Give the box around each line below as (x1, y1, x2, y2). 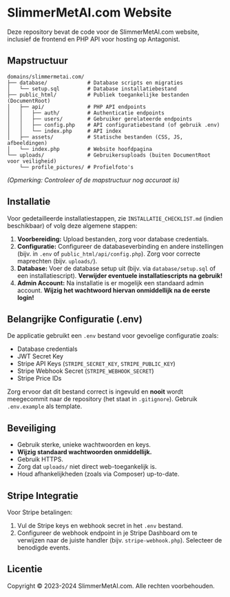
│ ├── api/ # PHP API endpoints (7, 103, 147, 110)
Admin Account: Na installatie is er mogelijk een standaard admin (17, 279, 205, 287)
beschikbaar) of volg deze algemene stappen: (7, 221, 138, 230)
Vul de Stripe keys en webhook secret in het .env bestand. (17, 522, 184, 529)
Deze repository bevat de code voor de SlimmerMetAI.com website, (7, 28, 200, 36)
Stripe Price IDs (17, 374, 62, 383)
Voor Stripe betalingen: (7, 508, 73, 516)
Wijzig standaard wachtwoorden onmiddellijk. (17, 448, 152, 456)
